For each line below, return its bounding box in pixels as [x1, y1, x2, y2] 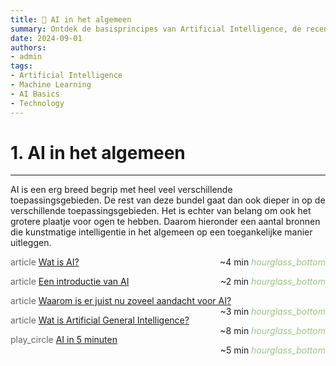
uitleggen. [10, 237, 52, 249]
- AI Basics [10, 89, 60, 99]
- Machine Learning [10, 80, 92, 90]
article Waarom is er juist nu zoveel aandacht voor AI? [10, 295, 232, 307]
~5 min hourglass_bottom [219, 344, 326, 356]
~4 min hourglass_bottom [219, 256, 326, 268]
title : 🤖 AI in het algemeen [10, 14, 132, 25]
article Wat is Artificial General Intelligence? [10, 314, 190, 326]
